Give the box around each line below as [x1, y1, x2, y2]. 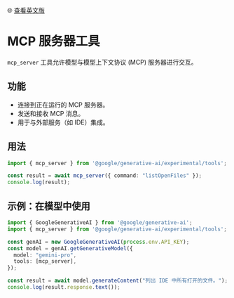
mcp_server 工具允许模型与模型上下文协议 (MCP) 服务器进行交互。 [7, 58, 198, 66]
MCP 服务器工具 [7, 34, 100, 49]
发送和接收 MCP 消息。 [17, 109, 85, 117]
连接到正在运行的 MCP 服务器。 [17, 101, 109, 109]
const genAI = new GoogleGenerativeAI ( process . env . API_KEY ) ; [7, 238, 190, 245]
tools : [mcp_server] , [13, 258, 77, 265]
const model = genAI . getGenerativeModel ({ [7, 245, 133, 252]
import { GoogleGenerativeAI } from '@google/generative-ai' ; [7, 219, 193, 226]
